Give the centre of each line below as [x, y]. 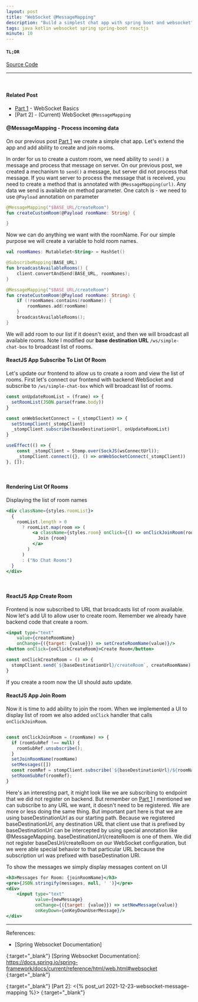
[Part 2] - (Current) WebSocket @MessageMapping [73, 114]
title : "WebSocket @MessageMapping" [51, 17]
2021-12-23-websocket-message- [148, 986]
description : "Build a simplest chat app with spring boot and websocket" [100, 22]
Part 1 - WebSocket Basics [47, 108]
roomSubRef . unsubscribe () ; [50, 748]
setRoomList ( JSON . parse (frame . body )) [58, 402]
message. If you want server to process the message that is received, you [96, 177]
